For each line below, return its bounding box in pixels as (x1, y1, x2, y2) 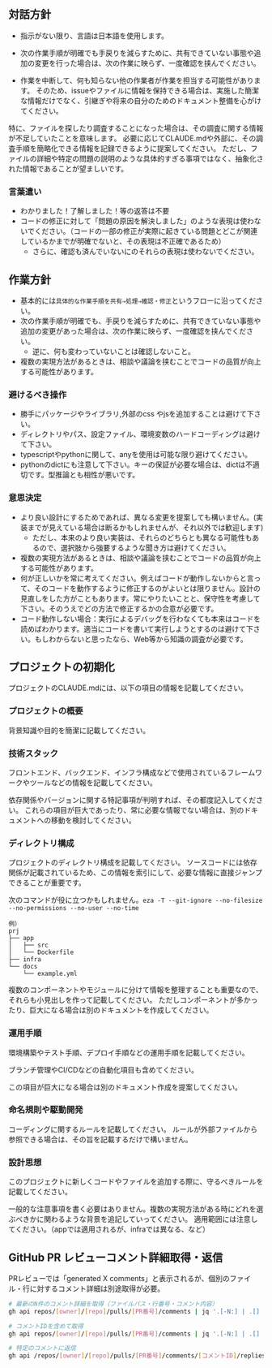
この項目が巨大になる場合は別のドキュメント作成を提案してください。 (8, 1082, 243, 1092)
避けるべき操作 (8, 389, 67, 400)
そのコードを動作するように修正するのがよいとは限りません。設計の (34, 583, 261, 593)
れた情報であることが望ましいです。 (8, 163, 129, 173)
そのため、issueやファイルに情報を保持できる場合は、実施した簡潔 (36, 85, 259, 95)
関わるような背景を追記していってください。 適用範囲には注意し (43, 1215, 258, 1224)
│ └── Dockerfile (8, 948, 74, 956)
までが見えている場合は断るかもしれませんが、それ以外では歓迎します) (27, 522, 264, 532)
